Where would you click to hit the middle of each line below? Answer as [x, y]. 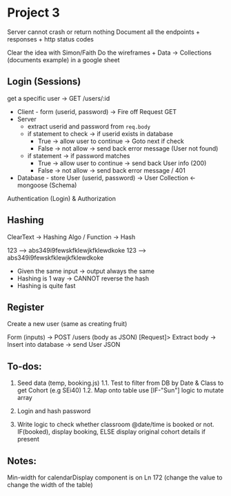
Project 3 [33, 13]
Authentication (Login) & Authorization [61, 198]
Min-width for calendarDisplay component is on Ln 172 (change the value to [115, 477]
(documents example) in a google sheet [63, 59]
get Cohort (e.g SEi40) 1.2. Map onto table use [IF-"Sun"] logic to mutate [120, 390]
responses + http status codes [51, 39]
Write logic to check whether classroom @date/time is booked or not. [116, 425]
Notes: [22, 461]
